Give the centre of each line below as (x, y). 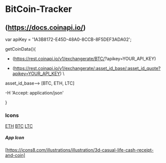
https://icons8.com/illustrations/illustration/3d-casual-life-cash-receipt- (80, 150)
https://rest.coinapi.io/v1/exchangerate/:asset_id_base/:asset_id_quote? (87, 68)
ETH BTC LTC (19, 126)
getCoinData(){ (21, 49)
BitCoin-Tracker (39, 9)
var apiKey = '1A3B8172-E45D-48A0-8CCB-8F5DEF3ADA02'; (68, 39)
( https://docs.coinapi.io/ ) (45, 28)
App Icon (15, 137)
